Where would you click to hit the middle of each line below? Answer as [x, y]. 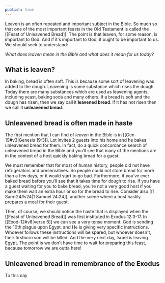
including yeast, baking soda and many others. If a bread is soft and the [78, 97]
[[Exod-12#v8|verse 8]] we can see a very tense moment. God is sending [79, 222]
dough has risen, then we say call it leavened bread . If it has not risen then [81, 102]
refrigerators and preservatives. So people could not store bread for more [80, 171]
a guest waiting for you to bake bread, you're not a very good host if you [78, 186]
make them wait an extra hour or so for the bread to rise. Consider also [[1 [80, 191]
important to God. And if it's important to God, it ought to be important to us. [82, 39]
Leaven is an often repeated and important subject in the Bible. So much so [81, 24]
